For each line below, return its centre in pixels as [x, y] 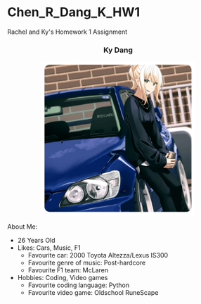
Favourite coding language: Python [79, 285]
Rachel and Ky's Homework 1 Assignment [67, 32]
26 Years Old [36, 241]
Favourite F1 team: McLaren [68, 270]
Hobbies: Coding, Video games [63, 278]
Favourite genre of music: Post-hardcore [87, 263]
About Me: [22, 227]
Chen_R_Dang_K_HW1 [74, 12]
